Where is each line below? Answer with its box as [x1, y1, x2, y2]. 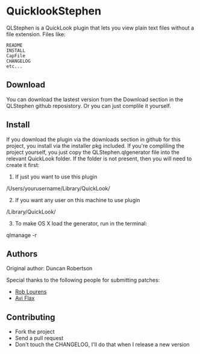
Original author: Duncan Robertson [6, 265, 93, 272]
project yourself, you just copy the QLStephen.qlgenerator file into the [6, 148, 180, 156]
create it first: [6, 161, 40, 168]
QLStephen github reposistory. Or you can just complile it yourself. [6, 102, 172, 109]
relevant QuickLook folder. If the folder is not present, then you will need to [6, 155, 192, 162]
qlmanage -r [6, 231, 37, 239]
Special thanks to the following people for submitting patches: [6, 276, 160, 284]
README [6, 42, 23, 48]
